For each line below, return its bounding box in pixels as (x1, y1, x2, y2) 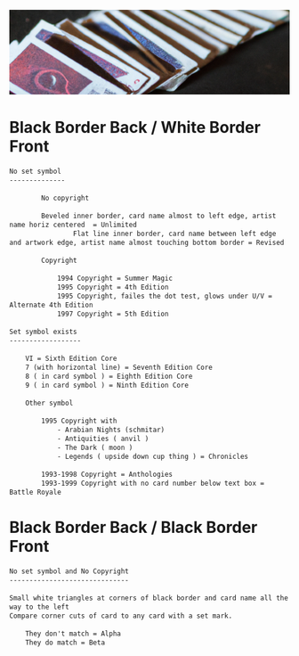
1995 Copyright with (41, 416, 117, 426)
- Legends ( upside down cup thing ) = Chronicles (56, 452, 249, 462)
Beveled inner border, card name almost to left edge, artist (41, 211, 277, 221)
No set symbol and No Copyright (9, 567, 129, 576)
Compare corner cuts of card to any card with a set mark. (9, 611, 233, 620)
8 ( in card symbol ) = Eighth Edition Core (25, 372, 193, 381)
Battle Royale (9, 488, 62, 497)
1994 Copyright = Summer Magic (56, 274, 174, 283)
